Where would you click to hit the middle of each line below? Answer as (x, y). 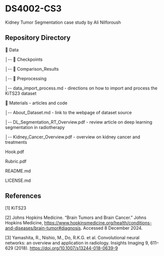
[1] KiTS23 (16, 208)
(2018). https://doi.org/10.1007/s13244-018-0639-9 (66, 248)
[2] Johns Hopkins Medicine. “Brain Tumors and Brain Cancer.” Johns (76, 217)
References (23, 196)
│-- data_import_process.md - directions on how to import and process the (81, 88)
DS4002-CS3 (33, 9)
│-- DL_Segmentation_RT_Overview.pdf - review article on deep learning (79, 122)
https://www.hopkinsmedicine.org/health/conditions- (98, 222)
